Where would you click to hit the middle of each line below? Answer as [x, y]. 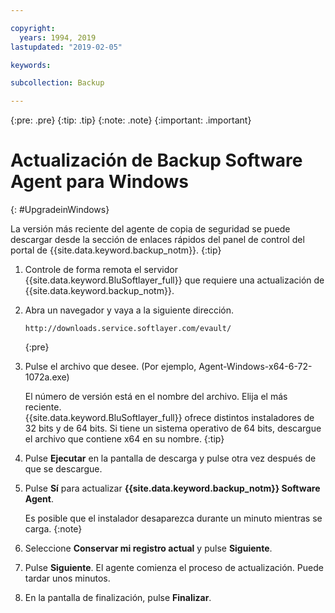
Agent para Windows [100, 182]
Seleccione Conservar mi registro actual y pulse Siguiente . [148, 548]
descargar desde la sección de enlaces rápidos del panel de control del [157, 240]
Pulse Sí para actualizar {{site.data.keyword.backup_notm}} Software [172, 488]
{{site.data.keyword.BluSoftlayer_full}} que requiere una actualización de [174, 280]
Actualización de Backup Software [156, 160]
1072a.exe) [47, 377]
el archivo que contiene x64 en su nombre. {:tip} [124, 439]
